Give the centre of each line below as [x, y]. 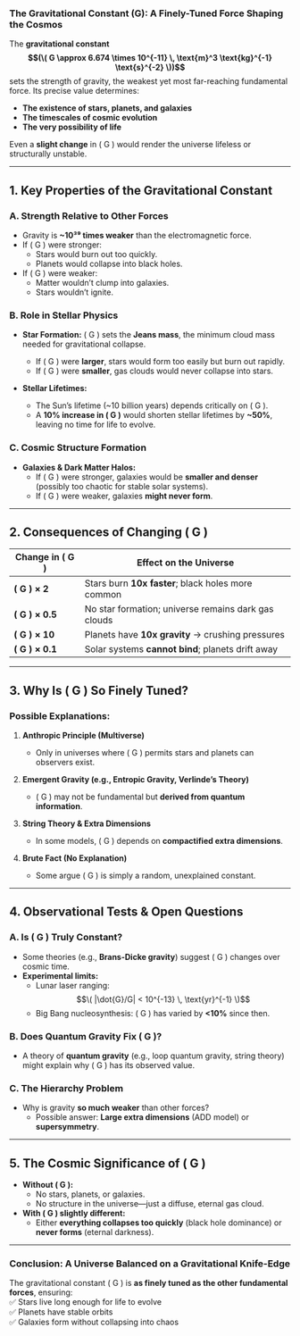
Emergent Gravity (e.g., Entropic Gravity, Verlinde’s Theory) [136, 780]
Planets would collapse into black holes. [109, 263]
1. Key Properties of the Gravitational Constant [141, 190]
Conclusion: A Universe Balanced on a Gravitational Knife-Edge [150, 1264]
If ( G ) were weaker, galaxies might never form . [124, 496]
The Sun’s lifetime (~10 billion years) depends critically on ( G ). [152, 405]
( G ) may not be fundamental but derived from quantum [140, 797]
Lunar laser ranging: [72, 985]
